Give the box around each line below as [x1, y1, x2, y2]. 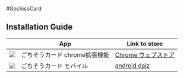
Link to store [126, 40, 163, 48]
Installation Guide [6, 22, 73, 32]
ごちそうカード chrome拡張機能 [21, 50, 110, 58]
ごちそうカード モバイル [21, 61, 88, 70]
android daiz [115, 61, 150, 70]
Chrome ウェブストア [115, 50, 175, 58]
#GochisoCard [6, 5, 42, 12]
